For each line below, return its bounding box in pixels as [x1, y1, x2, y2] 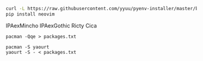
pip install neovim [5, 11, 55, 17]
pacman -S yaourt [5, 44, 50, 50]
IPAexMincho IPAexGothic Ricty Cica [5, 22, 98, 29]
